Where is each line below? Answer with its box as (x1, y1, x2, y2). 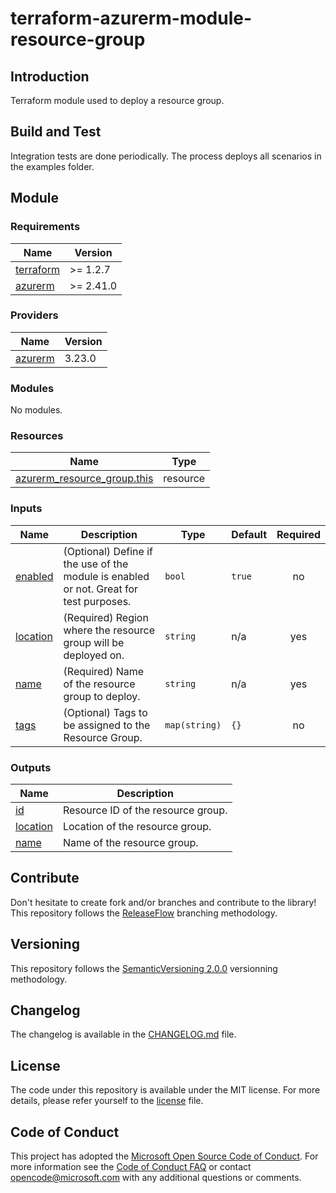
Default (231, 527, 268, 541)
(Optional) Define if (63, 544, 153, 558)
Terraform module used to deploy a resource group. (10, 95, 225, 106)
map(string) (164, 719, 222, 731)
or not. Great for (63, 582, 139, 596)
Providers (10, 308, 59, 322)
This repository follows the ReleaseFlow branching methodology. (10, 907, 278, 919)
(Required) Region (63, 610, 149, 624)
